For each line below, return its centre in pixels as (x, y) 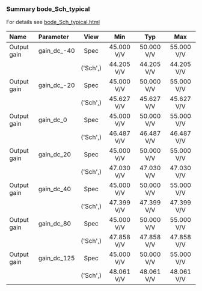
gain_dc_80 (54, 224)
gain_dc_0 (53, 120)
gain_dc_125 (57, 259)
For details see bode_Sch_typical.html (53, 22)
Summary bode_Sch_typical (48, 9)
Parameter (54, 37)
